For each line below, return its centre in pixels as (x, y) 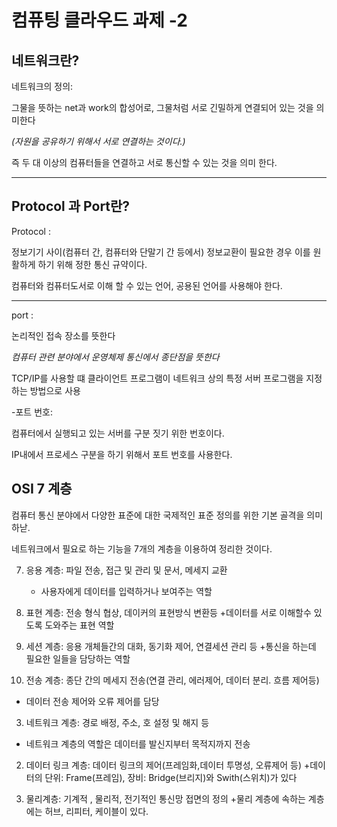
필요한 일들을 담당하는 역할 (78, 658)
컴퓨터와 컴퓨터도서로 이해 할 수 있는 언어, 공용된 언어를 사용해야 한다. (147, 285)
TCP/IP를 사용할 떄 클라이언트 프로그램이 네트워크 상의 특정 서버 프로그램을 (157, 378)
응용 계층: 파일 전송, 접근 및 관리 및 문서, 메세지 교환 (126, 570)
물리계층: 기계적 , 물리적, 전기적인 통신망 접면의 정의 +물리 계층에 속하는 (165, 798)
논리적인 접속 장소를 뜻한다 (63, 335)
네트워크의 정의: (42, 86)
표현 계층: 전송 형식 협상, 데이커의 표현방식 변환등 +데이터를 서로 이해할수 (168, 612)
